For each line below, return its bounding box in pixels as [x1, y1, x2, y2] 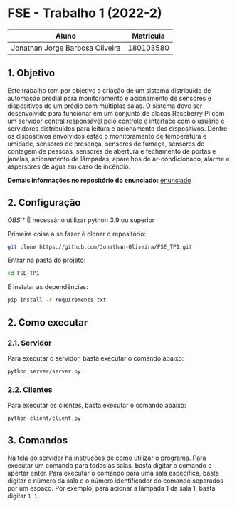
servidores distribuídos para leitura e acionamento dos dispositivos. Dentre [7, 124, 228, 133]
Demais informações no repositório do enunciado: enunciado [7, 176, 191, 184]
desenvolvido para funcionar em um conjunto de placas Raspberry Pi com [7, 109, 225, 117]
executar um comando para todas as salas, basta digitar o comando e [7, 461, 212, 469]
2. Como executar [7, 316, 88, 328]
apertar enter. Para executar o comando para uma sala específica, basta [7, 468, 219, 477]
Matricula [131, 31, 165, 41]
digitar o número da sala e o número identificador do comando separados [7, 476, 224, 485]
